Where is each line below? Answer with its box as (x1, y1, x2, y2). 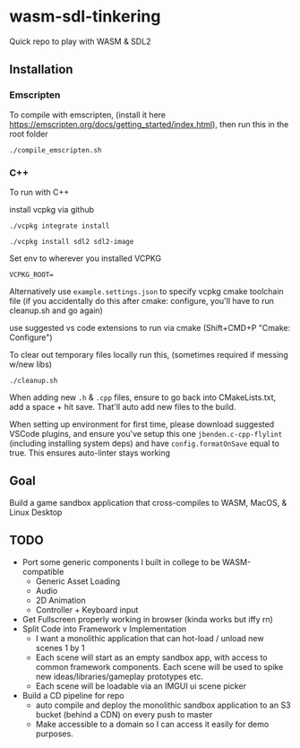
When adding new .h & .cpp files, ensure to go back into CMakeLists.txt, (9, 392, 277, 403)
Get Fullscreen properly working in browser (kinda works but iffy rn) (21, 613, 273, 624)
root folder (9, 128, 48, 139)
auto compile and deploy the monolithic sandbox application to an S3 (35, 700, 291, 710)
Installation (9, 62, 73, 77)
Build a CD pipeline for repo (21, 690, 124, 700)
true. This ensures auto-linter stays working (9, 447, 171, 458)
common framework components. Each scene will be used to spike (35, 661, 284, 672)
